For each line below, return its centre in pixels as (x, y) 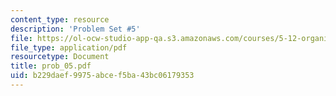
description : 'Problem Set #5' (75, 29)
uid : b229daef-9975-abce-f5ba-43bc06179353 (102, 76)
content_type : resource (60, 19)
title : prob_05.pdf (51, 66)
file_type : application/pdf (69, 47)
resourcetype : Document (60, 57)
